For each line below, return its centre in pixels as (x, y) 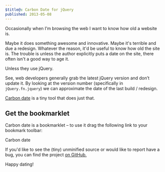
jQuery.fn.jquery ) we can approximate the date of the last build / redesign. (82, 88)
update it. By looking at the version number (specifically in (64, 83)
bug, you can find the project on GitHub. (46, 155)
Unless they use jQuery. (29, 68)
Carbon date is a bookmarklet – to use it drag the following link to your (76, 125)
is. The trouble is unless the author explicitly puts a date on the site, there (80, 53)
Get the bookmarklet (37, 113)
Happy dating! (19, 164)
